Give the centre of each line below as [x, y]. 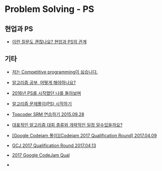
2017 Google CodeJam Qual [41, 155]
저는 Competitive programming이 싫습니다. [55, 72]
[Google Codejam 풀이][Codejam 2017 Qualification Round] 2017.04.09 [84, 135]
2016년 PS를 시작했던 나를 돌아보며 [46, 93]
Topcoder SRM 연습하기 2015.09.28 [48, 114]
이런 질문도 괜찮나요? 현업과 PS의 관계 [49, 42]
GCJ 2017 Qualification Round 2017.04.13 [54, 145]
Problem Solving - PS [49, 9]
